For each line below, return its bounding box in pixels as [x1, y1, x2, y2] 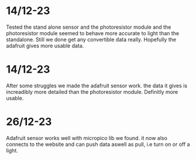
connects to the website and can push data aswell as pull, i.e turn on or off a [6, 141, 190, 148]
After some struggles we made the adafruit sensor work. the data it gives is [6, 82, 188, 89]
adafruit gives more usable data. [6, 42, 84, 49]
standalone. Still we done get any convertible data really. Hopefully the [6, 36, 177, 43]
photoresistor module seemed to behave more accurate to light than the [6, 29, 180, 36]
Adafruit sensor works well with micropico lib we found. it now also [6, 134, 168, 141]
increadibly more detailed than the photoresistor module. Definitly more [6, 88, 178, 95]
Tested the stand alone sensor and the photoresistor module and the [6, 23, 171, 30]
